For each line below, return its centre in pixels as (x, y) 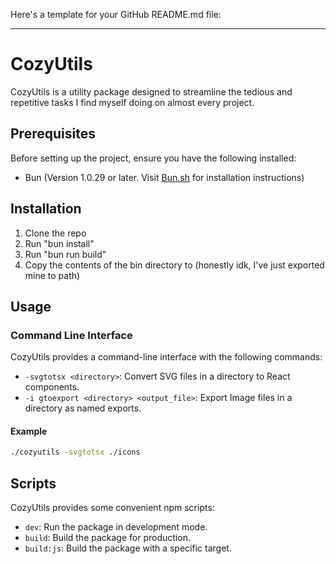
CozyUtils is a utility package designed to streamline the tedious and (151, 91)
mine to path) (52, 275)
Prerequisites (53, 134)
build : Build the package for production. (107, 538)
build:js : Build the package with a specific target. (128, 548)
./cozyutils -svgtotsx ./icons (75, 452)
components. (52, 387)
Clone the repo (55, 233)
